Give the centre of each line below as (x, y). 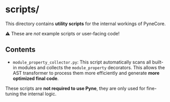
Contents (20, 50)
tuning (12, 94)
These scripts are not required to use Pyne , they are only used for (76, 88)
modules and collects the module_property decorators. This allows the (91, 67)
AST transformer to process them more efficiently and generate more (86, 73)
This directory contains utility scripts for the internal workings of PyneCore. (86, 24)
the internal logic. (38, 94)
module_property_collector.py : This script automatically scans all (82, 62)
